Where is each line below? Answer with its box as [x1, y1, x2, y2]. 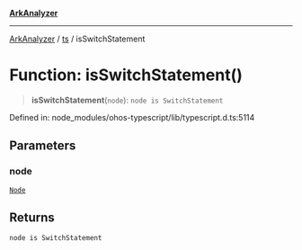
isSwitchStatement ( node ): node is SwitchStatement [31, 94, 224, 105]
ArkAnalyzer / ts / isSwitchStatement [9, 33, 146, 44]
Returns [9, 210, 56, 226]
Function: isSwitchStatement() [9, 65, 243, 85]
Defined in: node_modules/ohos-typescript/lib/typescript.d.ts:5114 [9, 112, 255, 122]
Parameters [9, 138, 76, 154]
